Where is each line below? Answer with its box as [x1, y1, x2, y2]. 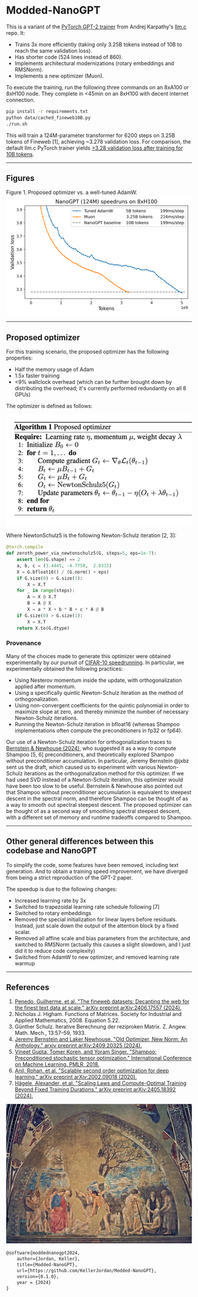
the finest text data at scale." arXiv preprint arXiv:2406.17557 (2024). [14, 1004, 181, 1011]
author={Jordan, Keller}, [16, 1256, 81, 1262]
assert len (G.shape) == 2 [16, 557, 81, 562]
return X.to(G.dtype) [16, 625, 70, 631]
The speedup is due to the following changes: [6, 885, 117, 892]
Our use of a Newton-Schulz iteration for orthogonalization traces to [6, 738, 172, 745]
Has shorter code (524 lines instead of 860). [14, 53, 123, 60]
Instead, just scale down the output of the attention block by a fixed [14, 922, 179, 929]
